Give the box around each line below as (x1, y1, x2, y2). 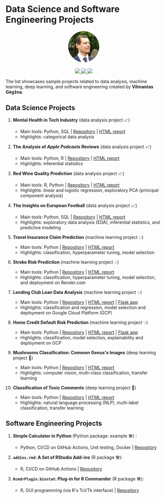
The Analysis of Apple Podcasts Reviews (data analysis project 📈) (12, 144, 152, 150)
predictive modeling (20, 225, 61, 230)
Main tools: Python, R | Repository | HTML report (20, 155, 120, 161)
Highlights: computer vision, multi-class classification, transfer (20, 370, 148, 376)
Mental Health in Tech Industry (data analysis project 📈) (12, 117, 130, 123)
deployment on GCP (20, 340, 61, 346)
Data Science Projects (5, 103, 75, 112)
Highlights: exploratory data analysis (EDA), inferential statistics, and (20, 219, 160, 225)
